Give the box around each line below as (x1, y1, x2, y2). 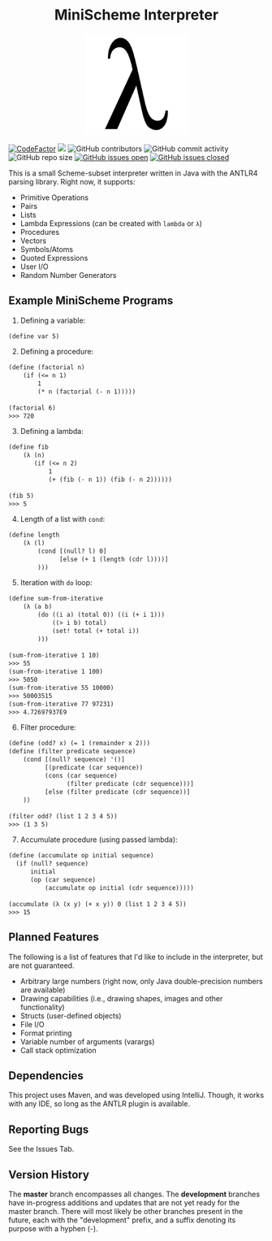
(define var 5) (8, 332, 60, 341)
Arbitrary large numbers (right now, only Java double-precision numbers (19, 976, 263, 986)
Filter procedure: (19, 722, 77, 732)
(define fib (8, 443, 49, 451)
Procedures (19, 227, 59, 236)
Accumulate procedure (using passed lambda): (19, 835, 178, 844)
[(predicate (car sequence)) (44, 763, 144, 771)
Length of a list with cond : (19, 514, 106, 523)
